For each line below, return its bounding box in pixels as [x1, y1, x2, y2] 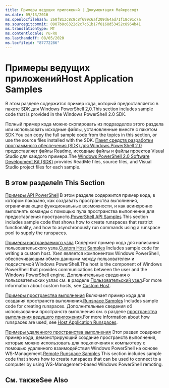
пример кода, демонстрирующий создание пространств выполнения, [5, 334, 157, 340]
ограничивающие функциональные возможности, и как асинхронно [5, 203, 153, 209]
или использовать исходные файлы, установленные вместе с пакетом [5, 126, 157, 132]
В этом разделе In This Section [5, 179, 105, 187]
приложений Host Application [5, 73, 134, 84]
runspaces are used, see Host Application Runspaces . [5, 319, 118, 325]
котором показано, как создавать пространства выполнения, [5, 197, 139, 203]
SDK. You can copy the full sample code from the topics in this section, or [5, 132, 157, 138]
